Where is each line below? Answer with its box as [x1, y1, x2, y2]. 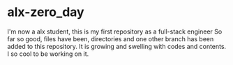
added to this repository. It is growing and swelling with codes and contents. [7, 42, 227, 50]
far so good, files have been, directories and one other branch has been [7, 34, 214, 43]
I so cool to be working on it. [7, 50, 89, 58]
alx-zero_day [7, 4, 85, 20]
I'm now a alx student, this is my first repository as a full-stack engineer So [7, 27, 223, 36]
